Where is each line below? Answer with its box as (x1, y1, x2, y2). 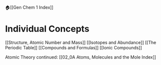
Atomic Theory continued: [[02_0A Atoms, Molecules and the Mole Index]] (5, 54, 157, 60)
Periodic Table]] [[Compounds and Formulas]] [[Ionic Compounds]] (5, 44, 142, 50)
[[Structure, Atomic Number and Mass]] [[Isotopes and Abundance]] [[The (5, 39, 157, 45)
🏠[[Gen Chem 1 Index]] (5, 4, 53, 10)
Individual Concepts (5, 23, 90, 35)
